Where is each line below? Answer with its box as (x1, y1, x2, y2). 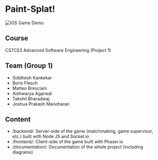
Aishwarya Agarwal (12, 90, 52, 96)
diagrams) (12, 149, 34, 155)
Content (5, 115, 31, 123)
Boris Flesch (12, 80, 38, 86)
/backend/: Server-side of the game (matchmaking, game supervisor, (12, 128, 154, 134)
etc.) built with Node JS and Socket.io (12, 133, 89, 139)
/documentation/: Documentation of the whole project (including (12, 144, 143, 150)
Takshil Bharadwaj (12, 95, 50, 102)
